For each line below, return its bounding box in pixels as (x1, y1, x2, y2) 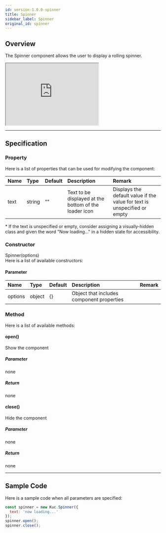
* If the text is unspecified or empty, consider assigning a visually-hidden (5, 223, 154, 229)
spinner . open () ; (5, 519, 39, 524)
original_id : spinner (5, 21, 50, 26)
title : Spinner (5, 12, 37, 17)
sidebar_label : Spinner (5, 16, 54, 21)
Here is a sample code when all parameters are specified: (5, 495, 123, 501)
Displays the (113, 186, 142, 193)
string (26, 198, 41, 205)
